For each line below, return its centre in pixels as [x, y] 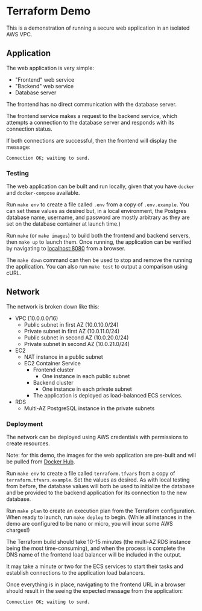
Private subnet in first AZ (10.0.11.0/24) [72, 331]
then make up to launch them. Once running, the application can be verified [99, 242]
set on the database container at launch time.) [63, 224]
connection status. [29, 129]
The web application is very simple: [50, 68]
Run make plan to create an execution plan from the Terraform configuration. [101, 511]
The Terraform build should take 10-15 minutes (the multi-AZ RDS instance [99, 542]
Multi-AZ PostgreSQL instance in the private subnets [89, 408]
